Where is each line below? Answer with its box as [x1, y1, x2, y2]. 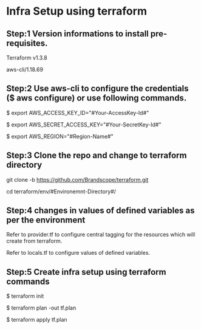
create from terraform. [6, 237, 63, 244]
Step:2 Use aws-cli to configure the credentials [6, 83, 189, 94]
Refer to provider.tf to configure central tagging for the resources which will [6, 231, 196, 238]
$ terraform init [6, 293, 44, 300]
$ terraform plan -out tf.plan [6, 304, 77, 311]
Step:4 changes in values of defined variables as [6, 206, 195, 216]
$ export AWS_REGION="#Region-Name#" [6, 133, 114, 140]
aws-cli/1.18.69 [6, 66, 44, 73]
